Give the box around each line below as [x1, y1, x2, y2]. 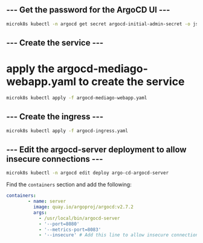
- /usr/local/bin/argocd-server [38, 215, 120, 221]
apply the [6, 62, 55, 76]
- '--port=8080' [38, 221, 80, 227]
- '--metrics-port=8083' [38, 227, 101, 233]
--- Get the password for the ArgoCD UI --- [6, 5, 170, 15]
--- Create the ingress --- [6, 112, 104, 122]
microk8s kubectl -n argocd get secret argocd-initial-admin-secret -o [6, 21, 190, 27]
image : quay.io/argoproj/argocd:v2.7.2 [33, 204, 134, 210]
